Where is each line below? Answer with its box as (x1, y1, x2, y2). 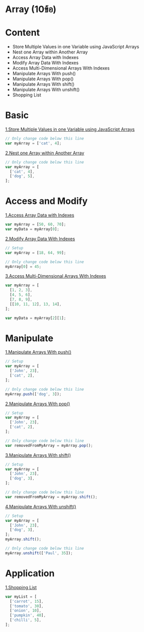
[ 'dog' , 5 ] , (10, 174, 35, 179)
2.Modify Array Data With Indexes (5, 236, 75, 242)
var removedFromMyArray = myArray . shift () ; (5, 494, 98, 499)
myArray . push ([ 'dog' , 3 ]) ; (5, 391, 62, 397)
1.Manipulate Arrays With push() (5, 349, 72, 355)
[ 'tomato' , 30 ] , (10, 603, 44, 609)
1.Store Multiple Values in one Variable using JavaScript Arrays (5, 126, 135, 132)
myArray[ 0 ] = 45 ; (5, 264, 42, 269)
